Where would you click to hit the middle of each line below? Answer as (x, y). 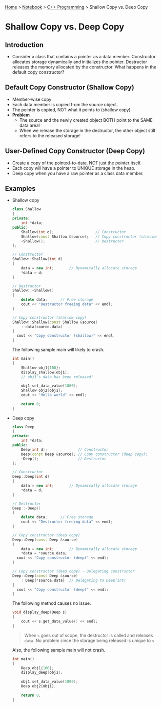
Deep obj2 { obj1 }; (39, 686)
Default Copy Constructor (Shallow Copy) (70, 88)
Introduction (24, 45)
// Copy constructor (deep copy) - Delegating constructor (73, 572)
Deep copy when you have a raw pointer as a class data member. (78, 173)
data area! (30, 125)
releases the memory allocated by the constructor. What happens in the (84, 67)
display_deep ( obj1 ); (42, 673)
